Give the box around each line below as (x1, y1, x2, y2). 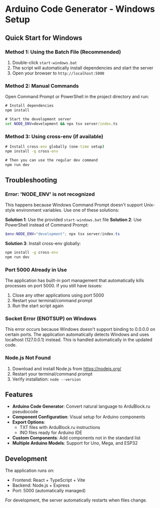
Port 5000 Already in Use (5, 266, 67, 273)
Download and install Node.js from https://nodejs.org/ (12, 365, 122, 371)
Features (5, 391, 33, 399)
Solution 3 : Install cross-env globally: (5, 240, 81, 246)
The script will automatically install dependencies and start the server (12, 65, 154, 71)
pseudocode (12, 409, 38, 415)
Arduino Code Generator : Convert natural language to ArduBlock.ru (12, 403, 151, 409)
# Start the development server (5, 117, 71, 121)
